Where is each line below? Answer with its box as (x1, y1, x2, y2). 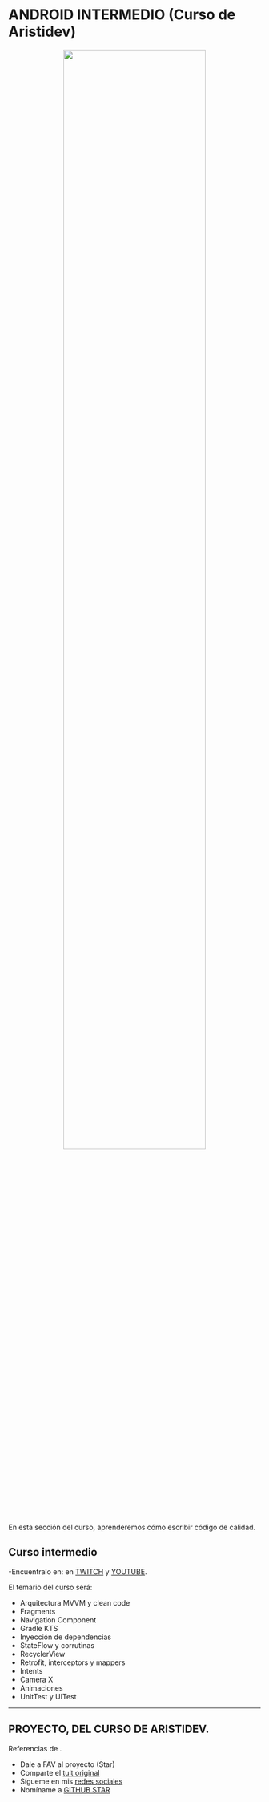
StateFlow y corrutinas (19, 1640, 94, 1650)
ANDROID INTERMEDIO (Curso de (8, 6, 236, 24)
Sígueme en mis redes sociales (19, 1776, 123, 1786)
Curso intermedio (8, 1545, 98, 1559)
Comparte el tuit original (19, 1768, 100, 1777)
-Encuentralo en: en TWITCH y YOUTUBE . (8, 1566, 147, 1577)
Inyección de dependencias (19, 1632, 112, 1642)
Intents (19, 1666, 43, 1675)
